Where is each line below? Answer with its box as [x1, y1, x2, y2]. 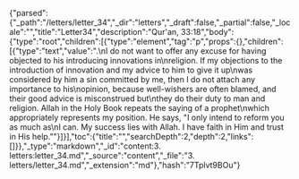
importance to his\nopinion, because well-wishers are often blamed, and [9, 84, 277, 94]
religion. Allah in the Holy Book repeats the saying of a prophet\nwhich [9, 103, 270, 113]
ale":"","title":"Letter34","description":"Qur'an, [9, 27, 179, 37]
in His [9, 132, 30, 141]
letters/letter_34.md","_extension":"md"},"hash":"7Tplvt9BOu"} [9, 160, 241, 170]
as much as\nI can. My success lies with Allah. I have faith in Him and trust [9, 122, 285, 132]
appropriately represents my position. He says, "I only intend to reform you [9, 112, 285, 123]
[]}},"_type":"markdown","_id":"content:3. [9, 141, 161, 151]
